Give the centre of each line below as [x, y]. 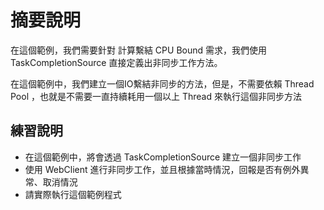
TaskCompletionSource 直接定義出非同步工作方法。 [116, 62]
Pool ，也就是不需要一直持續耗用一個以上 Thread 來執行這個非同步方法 [156, 96]
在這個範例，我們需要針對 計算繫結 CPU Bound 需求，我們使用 [139, 50]
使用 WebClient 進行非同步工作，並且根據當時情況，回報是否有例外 [162, 169]
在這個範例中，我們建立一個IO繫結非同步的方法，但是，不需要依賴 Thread [162, 83]
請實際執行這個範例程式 [73, 194]
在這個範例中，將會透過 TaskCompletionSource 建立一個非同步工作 [163, 157]
